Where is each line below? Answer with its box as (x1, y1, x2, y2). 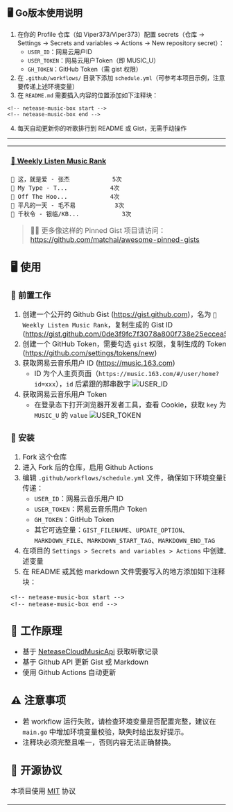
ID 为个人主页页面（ (34, 368, 99, 378)
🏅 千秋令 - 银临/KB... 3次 (10, 210, 132, 218)
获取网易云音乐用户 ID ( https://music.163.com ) (22, 358, 175, 368)
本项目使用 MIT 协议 (10, 786, 76, 796)
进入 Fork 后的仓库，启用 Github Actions (22, 462, 154, 472)
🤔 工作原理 (10, 624, 62, 638)
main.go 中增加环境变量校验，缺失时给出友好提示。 (22, 726, 189, 736)
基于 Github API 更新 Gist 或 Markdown (22, 657, 149, 667)
